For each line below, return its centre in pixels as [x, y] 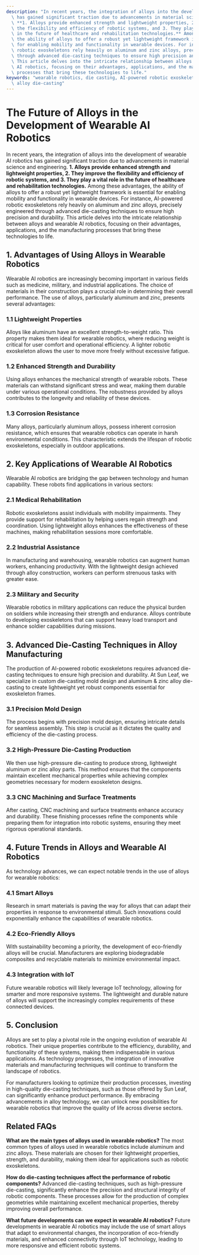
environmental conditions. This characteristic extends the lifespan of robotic [99, 439]
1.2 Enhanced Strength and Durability [61, 366]
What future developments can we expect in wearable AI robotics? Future [98, 1221]
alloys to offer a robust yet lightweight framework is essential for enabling [96, 192]
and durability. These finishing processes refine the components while [92, 816]
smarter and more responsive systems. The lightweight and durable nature [97, 994]
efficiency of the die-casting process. [52, 735]
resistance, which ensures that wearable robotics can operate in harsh [92, 433]
